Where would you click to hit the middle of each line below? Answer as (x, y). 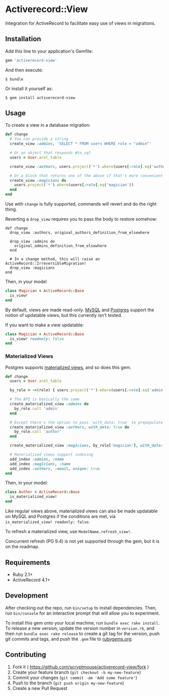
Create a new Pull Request (40, 688)
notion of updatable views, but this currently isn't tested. (64, 315)
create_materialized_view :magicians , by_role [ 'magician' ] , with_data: (87, 446)
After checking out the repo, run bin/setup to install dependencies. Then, (81, 607)
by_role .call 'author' (38, 432)
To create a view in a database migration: (48, 125)
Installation (23, 39)
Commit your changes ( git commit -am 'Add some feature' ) (75, 677)
